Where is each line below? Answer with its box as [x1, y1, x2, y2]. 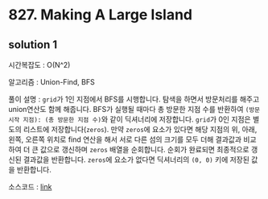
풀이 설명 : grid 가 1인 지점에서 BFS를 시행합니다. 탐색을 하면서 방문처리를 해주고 [8, 94, 260, 104]
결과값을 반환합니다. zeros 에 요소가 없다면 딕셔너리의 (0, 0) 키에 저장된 [23, 155, 249, 164]
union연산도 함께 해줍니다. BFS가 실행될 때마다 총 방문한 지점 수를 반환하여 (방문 [8, 105, 261, 114]
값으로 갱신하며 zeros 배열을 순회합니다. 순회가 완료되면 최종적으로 [39, 145, 249, 154]
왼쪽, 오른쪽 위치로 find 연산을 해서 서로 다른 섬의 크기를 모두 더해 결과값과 [8, 135, 242, 144]
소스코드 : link [8, 182, 52, 191]
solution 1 [8, 38, 58, 52]
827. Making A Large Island [8, 6, 193, 24]
